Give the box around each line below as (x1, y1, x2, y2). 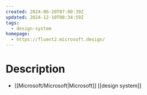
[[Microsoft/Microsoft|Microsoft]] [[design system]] (14, 82, 142, 89)
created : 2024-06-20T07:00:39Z (5, 8, 84, 15)
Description (5, 62, 65, 76)
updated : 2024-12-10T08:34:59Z (5, 14, 84, 20)
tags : (5, 20, 19, 26)
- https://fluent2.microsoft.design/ (11, 36, 106, 42)
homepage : (5, 31, 31, 37)
